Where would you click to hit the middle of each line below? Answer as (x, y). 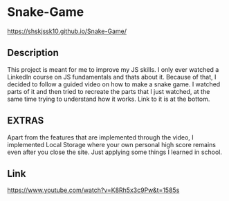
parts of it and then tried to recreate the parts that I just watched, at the (109, 91)
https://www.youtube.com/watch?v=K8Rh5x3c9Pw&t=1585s (93, 190)
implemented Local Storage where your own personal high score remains (112, 144)
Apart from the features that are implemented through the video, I (100, 137)
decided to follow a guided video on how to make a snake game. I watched (114, 84)
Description (33, 53)
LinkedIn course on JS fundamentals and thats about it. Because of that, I (112, 77)
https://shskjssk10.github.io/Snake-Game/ (67, 31)
